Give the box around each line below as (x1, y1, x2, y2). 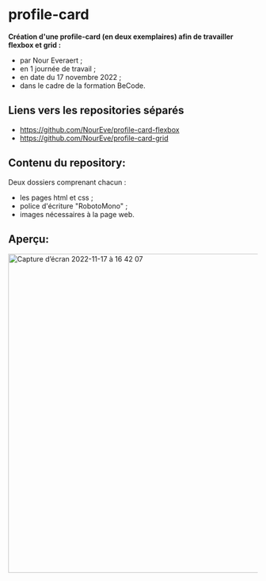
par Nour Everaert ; (19, 55, 83, 65)
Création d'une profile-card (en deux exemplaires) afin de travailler (8, 32, 234, 41)
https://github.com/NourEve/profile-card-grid (19, 133, 169, 143)
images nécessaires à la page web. (19, 209, 135, 219)
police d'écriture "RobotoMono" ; (19, 201, 128, 211)
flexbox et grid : (8, 40, 62, 49)
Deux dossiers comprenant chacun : (8, 177, 127, 187)
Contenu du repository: (8, 156, 126, 170)
